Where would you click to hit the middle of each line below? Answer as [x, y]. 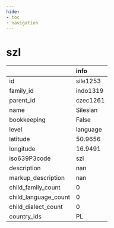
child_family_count [35, 188]
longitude [22, 149]
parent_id [22, 101]
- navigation [22, 23]
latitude [20, 139]
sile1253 [88, 81]
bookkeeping [27, 120]
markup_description [37, 178]
